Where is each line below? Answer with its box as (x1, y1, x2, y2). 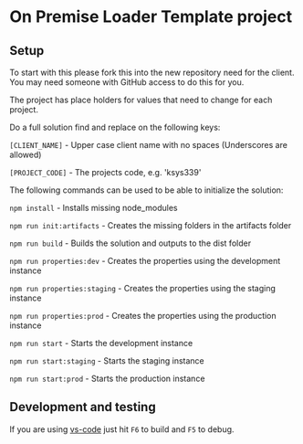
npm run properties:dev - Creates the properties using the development (9, 256, 281, 266)
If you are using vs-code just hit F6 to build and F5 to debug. (9, 423, 235, 435)
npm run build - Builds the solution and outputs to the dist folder (9, 238, 252, 248)
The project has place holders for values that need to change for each (9, 94, 273, 105)
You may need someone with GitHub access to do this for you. (9, 77, 245, 88)
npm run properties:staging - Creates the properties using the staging (9, 283, 277, 293)
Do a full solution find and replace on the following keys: (9, 122, 221, 132)
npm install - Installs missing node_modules (9, 203, 178, 213)
